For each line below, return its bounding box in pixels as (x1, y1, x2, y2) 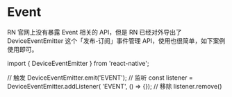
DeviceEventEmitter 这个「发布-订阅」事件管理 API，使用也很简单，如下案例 (7, 36, 226, 45)
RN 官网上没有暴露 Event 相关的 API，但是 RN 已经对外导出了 (7, 28, 183, 36)
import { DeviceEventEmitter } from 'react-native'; (7, 59, 149, 67)
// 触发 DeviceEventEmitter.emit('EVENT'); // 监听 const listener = (7, 73, 193, 82)
